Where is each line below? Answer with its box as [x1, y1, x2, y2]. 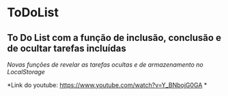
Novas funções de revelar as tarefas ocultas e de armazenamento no [7, 61, 203, 69]
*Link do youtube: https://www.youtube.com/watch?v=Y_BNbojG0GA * [7, 81, 208, 89]
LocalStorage [7, 68, 46, 76]
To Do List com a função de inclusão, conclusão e [7, 32, 222, 44]
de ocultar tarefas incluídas [7, 42, 126, 54]
